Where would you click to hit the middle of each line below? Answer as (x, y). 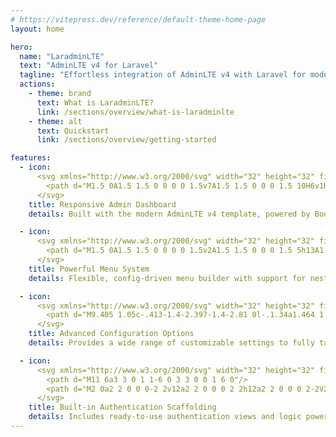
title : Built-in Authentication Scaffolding (122, 407)
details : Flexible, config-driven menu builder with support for (167, 278)
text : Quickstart (73, 131)
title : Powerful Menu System (89, 269)
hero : (21, 47)
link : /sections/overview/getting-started (126, 140)
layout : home (37, 29)
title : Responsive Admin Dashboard (102, 204)
